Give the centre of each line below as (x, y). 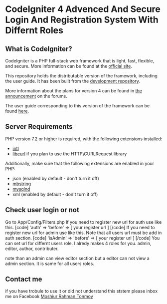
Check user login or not (42, 210)
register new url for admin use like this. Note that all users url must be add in (83, 233)
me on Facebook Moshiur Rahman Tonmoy (49, 297)
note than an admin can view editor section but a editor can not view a (77, 258)
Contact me (24, 279)
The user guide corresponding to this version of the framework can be (78, 106)
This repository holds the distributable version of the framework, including (82, 76)
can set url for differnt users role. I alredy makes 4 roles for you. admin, (78, 243)
